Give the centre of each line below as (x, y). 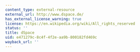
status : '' (16, 28)
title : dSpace (20, 33)
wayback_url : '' (22, 42)
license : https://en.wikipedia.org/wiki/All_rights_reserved (70, 24)
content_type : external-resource (40, 10)
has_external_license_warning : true (43, 19)
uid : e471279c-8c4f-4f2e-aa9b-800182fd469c (51, 38)
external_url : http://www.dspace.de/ (44, 14)
